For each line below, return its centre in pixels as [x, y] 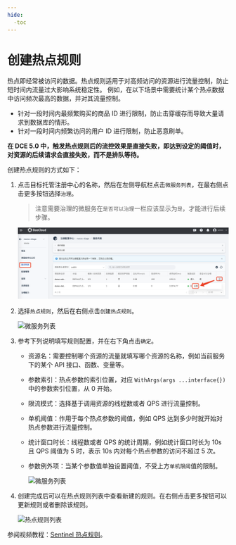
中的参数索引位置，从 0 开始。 [72, 389]
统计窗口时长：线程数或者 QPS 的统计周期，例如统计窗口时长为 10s [125, 442]
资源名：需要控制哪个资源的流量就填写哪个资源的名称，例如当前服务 [126, 356]
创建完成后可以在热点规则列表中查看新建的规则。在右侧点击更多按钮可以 [122, 496]
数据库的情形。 [52, 123]
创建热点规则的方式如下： [44, 170]
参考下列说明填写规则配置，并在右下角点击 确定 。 [87, 341]
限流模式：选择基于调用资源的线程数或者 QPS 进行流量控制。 [116, 403]
